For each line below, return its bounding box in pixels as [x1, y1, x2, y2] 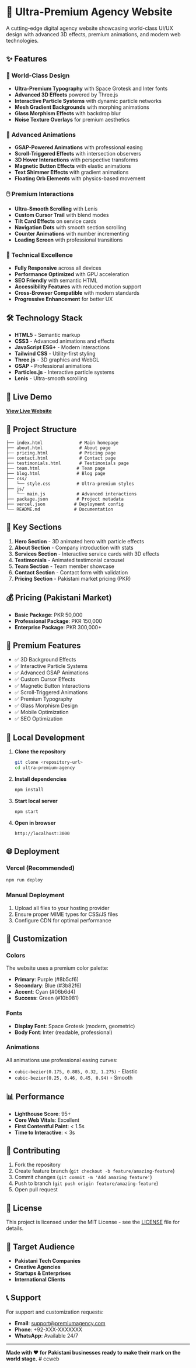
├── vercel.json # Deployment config [6, 501, 124, 507]
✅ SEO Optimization [14, 715, 63, 722]
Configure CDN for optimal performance [14, 916, 112, 924]
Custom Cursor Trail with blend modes [14, 212, 109, 219]
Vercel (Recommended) [6, 864, 75, 872]
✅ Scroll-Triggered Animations [14, 689, 88, 696]
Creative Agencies [14, 1263, 61, 1271]
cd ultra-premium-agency [14, 765, 75, 771]
